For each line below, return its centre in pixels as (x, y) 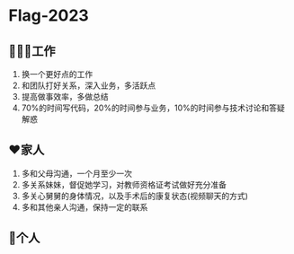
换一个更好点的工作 (57, 74)
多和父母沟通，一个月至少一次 (76, 173)
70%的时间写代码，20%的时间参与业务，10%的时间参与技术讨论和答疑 (153, 108)
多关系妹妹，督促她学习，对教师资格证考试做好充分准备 (124, 184)
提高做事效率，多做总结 (65, 96)
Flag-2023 (49, 16)
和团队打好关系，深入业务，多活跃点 (89, 85)
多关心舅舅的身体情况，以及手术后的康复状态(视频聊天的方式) (135, 196)
